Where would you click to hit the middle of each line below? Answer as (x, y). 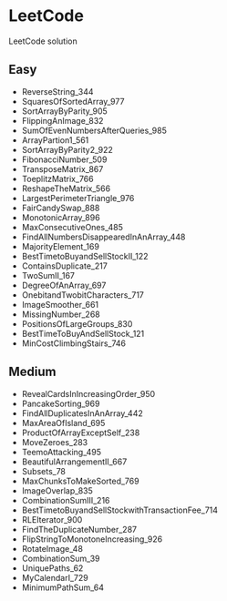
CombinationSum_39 (61, 558)
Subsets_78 (43, 471)
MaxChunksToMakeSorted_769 (80, 481)
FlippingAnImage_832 (62, 120)
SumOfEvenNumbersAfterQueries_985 (94, 130)
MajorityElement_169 (60, 246)
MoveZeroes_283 (55, 442)
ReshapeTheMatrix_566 (66, 188)
